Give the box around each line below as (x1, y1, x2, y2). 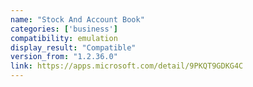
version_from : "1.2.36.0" (10, 52, 118, 62)
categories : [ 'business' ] (10, 24, 118, 34)
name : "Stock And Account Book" (10, 14, 145, 25)
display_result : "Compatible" (10, 42, 137, 53)
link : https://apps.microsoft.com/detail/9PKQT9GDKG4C (10, 61, 244, 71)
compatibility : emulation (10, 33, 118, 43)
